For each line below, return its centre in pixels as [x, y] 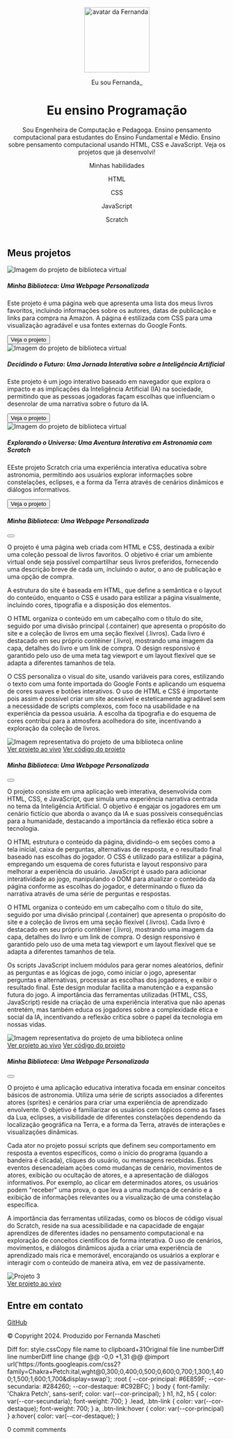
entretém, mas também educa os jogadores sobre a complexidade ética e [113, 1010]
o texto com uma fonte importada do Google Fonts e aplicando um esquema [116, 684]
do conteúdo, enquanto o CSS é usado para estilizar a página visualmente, [114, 598]
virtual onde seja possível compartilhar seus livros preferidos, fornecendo [113, 562]
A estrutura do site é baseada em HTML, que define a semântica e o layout [114, 590]
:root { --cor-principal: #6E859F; [160, 1378]
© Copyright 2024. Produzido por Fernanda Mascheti [84, 1336]
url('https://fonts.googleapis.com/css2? [64, 1364]
